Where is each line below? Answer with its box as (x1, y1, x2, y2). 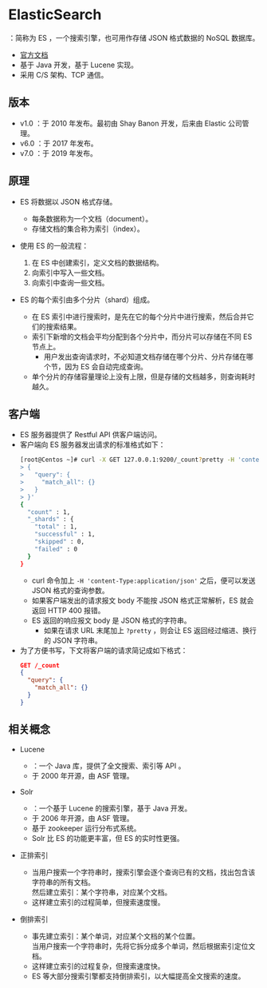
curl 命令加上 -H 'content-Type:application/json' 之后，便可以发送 (31, 576, 256, 585)
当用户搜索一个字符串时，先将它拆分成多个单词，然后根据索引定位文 (31, 941, 256, 950)
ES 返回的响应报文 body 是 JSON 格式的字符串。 (31, 616, 191, 625)
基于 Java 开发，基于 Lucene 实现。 (19, 60, 138, 70)
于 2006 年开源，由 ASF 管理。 (31, 813, 134, 823)
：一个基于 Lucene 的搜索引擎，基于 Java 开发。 (31, 803, 192, 813)
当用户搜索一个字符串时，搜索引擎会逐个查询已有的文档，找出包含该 (31, 867, 256, 877)
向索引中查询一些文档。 (31, 277, 109, 287)
